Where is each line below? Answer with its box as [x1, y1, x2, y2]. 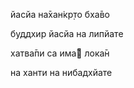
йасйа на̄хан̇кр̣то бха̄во [10, 9, 110, 20]
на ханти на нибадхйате [10, 67, 113, 78]
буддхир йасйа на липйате [10, 28, 124, 39]
